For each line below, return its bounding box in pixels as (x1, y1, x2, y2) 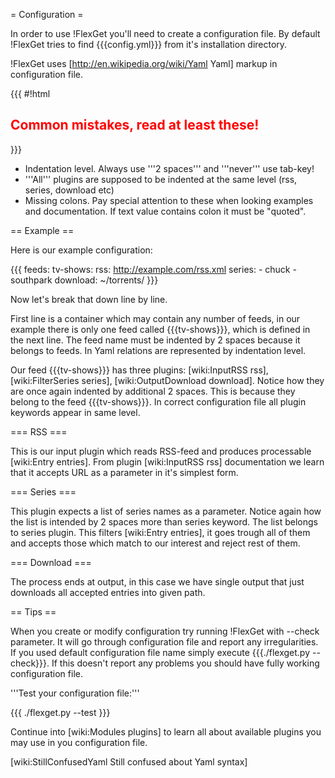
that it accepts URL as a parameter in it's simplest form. (10, 466, 239, 478)
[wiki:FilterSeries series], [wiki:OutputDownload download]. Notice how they (10, 374, 325, 386)
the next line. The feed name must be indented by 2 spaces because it (10, 334, 301, 346)
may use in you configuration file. (10, 736, 148, 748)
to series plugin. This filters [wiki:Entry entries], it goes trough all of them (10, 526, 311, 538)
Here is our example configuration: (10, 244, 153, 256)
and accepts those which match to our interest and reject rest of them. (10, 537, 301, 549)
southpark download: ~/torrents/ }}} (10, 274, 159, 286)
